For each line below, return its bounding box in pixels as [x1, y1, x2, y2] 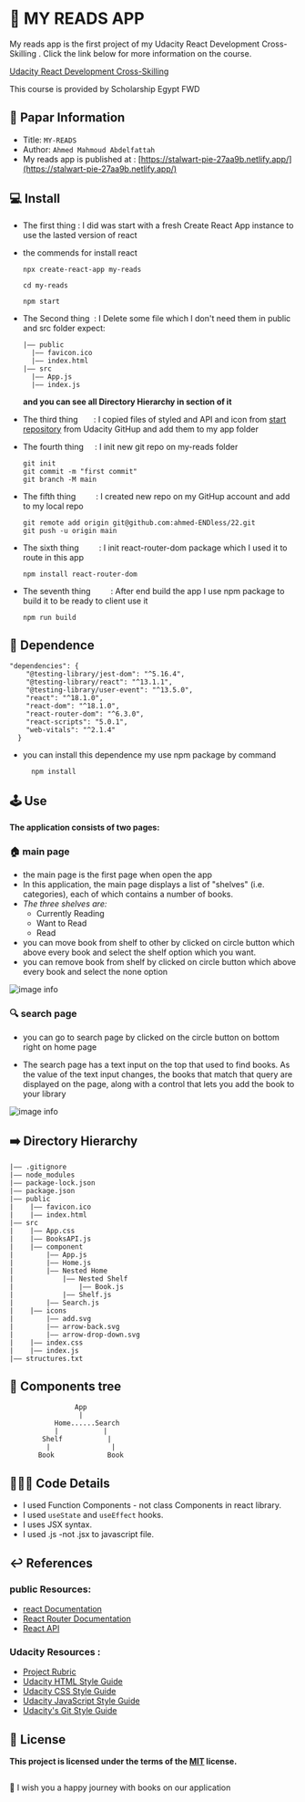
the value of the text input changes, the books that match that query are [22, 1068, 293, 1080]
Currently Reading [36, 908, 105, 919]
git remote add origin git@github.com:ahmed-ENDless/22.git [22, 518, 256, 528]
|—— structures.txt [9, 1354, 84, 1363]
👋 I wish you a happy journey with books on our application [9, 1782, 231, 1793]
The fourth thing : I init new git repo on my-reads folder [22, 441, 239, 452]
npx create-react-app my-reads [22, 265, 142, 274]
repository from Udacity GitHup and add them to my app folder [22, 424, 259, 435]
